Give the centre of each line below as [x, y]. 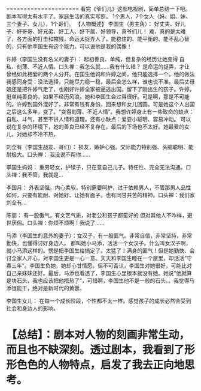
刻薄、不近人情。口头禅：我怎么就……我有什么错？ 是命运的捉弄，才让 [103, 67]
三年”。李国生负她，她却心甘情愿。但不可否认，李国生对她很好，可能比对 [102, 265]
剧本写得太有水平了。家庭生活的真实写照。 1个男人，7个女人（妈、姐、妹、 [99, 16]
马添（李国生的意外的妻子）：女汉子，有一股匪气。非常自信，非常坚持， [94, 235]
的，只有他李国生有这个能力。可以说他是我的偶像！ [69, 46]
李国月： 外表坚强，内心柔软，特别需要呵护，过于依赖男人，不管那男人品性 [99, 187]
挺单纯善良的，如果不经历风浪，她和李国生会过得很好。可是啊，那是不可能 [98, 97]
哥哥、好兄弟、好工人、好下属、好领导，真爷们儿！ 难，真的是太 [101, 31]
